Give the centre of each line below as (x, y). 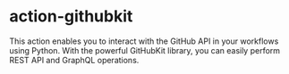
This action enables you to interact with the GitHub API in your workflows (144, 41)
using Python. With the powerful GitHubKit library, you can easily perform (144, 50)
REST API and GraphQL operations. (74, 60)
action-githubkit (71, 16)
